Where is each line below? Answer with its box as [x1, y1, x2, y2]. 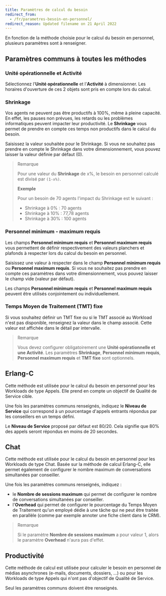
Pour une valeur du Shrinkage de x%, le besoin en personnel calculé [17, 171, 159, 177]
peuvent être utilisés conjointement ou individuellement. [5, 290, 120, 297]
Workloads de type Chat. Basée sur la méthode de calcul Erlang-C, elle [5, 461, 151, 467]
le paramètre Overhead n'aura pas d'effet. [17, 537, 104, 543]
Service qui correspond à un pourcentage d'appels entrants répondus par [5, 408, 158, 414]
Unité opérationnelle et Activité [5, 69, 82, 76]
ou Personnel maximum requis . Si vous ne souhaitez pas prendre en [5, 265, 147, 271]
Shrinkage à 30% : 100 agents [24, 215, 87, 222]
